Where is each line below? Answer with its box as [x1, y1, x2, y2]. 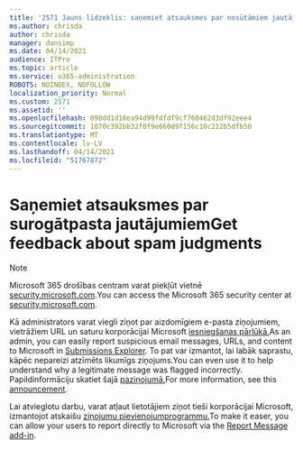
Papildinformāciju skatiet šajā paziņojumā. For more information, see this [9, 374, 277, 385]
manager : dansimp [9, 38, 75, 48]
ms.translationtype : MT [9, 131, 99, 140]
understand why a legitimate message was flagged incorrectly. [9, 364, 243, 375]
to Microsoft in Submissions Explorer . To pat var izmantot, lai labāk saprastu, [9, 345, 293, 356]
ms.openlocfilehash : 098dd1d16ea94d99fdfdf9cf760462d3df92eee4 [9, 114, 252, 123]
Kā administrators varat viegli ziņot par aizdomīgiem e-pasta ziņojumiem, [9, 316, 280, 327]
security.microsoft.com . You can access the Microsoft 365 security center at [9, 289, 292, 300]
